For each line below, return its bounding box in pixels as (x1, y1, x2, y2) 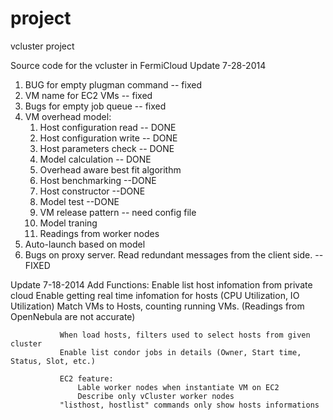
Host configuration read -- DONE (39, 121, 177, 133)
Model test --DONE (39, 195, 120, 207)
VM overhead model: (24, 110, 112, 122)
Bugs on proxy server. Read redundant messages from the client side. (24, 248, 313, 261)
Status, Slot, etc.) (10, 356, 97, 366)
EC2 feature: (59, 373, 114, 384)
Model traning (39, 217, 98, 229)
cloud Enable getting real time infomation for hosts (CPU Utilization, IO (10, 289, 300, 301)
